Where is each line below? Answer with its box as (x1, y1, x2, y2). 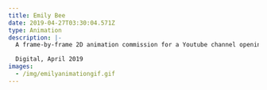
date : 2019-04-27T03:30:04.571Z (8, 19, 115, 27)
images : (8, 62, 34, 71)
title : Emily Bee (8, 11, 66, 20)
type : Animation (8, 26, 62, 34)
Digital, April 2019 (15, 55, 83, 63)
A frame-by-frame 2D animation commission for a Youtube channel (15, 41, 237, 49)
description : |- (8, 33, 62, 42)
